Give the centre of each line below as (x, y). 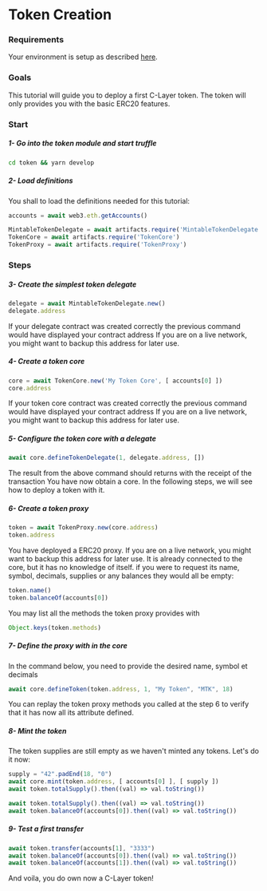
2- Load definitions (41, 180)
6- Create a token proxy (49, 508)
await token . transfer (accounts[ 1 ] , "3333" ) (82, 848)
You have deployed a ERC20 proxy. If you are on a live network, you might (130, 550)
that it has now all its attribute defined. (71, 713)
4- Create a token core (47, 362)
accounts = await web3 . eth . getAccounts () (78, 216)
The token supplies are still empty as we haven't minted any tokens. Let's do (133, 751)
